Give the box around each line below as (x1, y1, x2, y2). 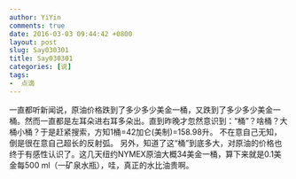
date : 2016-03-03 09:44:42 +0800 (9, 29, 133, 38)
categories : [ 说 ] (9, 63, 73, 72)
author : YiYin (9, 12, 62, 22)
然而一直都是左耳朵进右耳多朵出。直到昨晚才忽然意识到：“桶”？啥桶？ (24, 115, 281, 126)
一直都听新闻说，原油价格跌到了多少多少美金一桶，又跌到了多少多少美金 (9, 104, 273, 115)
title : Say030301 (9, 54, 74, 63)
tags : (9, 71, 29, 80)
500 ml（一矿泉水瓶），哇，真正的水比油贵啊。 (24, 160, 194, 170)
